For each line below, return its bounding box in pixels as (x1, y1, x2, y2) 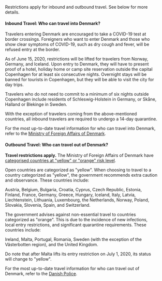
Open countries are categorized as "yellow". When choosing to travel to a (5, 167, 151, 173)
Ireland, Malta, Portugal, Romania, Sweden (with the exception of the (5, 236, 142, 242)
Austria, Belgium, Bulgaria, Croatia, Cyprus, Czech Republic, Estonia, (5, 187, 142, 193)
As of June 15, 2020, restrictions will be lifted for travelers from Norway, (5, 56, 148, 62)
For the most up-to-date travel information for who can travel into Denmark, (5, 126, 156, 132)
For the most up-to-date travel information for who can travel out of (5, 265, 139, 271)
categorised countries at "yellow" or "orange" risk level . (5, 158, 116, 164)
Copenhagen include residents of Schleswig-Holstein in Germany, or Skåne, (5, 97, 157, 102)
